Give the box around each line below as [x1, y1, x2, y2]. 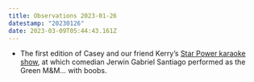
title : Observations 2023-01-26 [8, 11, 117, 20]
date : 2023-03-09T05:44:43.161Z [8, 27, 117, 35]
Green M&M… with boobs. [19, 66, 107, 76]
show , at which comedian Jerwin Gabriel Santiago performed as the [19, 57, 246, 67]
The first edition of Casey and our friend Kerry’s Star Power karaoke [19, 49, 246, 59]
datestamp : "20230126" [8, 19, 85, 27]
